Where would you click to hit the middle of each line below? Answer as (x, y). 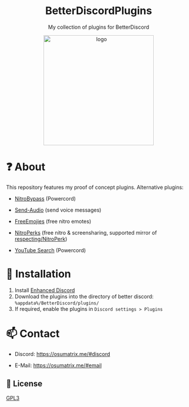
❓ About (26, 167)
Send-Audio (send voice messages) (58, 210)
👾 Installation (39, 274)
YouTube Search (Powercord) (50, 250)
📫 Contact (33, 334)
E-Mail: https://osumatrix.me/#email (58, 365)
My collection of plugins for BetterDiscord (99, 27)
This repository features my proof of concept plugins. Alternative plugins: (95, 187)
